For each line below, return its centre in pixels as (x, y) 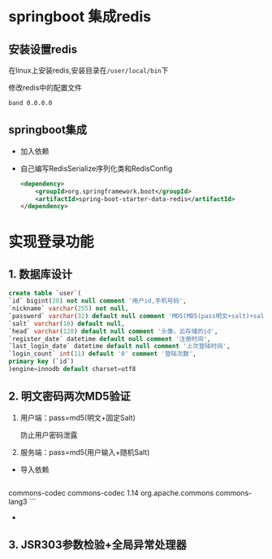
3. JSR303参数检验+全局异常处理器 (97, 545)
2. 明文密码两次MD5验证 (70, 397)
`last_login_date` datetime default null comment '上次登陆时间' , (119, 347)
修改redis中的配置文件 (45, 87)
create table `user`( (45, 294)
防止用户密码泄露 (49, 435)
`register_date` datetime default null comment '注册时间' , (110, 338)
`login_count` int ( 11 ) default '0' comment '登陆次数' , (102, 354)
